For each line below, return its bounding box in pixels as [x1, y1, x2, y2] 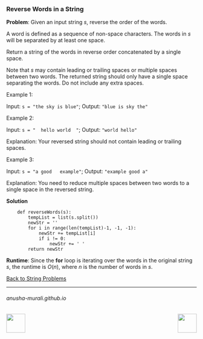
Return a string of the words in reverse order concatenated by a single [6, 48, 181, 56]
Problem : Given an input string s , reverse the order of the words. [6, 19, 167, 26]
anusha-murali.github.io [6, 294, 66, 302]
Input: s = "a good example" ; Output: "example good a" [6, 168, 148, 175]
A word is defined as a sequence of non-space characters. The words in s [6, 30, 192, 37]
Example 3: [6, 156, 34, 163]
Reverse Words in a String [6, 5, 84, 13]
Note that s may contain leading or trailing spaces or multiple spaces [6, 66, 177, 74]
